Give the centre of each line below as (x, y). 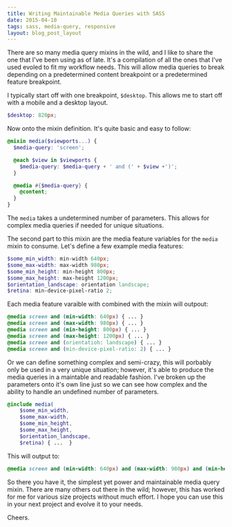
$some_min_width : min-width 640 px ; (58, 259)
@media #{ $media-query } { (51, 185)
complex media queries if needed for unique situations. (86, 225)
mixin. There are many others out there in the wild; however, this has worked (116, 489)
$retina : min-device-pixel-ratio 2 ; (60, 291)
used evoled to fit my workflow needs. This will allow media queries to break (116, 67)
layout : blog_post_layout (44, 33)
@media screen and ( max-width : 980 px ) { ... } (75, 323)
